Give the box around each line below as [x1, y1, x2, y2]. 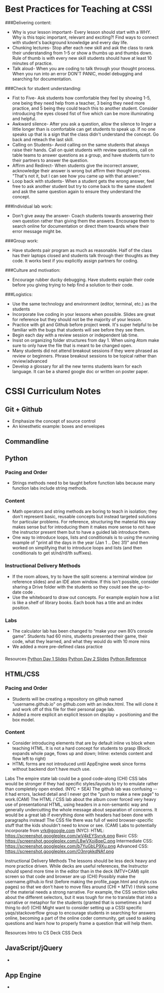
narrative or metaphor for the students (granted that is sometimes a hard [5, 899, 152, 905]
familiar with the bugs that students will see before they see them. [12, 327, 145, 332]
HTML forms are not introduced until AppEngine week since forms [12, 760, 146, 767]
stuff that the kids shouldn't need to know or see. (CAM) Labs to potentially [5, 822, 157, 828]
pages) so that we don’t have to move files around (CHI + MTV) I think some [5, 884, 159, 890]
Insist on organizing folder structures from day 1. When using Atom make [12, 337, 159, 343]
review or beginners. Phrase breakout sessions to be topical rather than [12, 353, 157, 358]
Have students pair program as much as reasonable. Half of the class [12, 247, 152, 253]
